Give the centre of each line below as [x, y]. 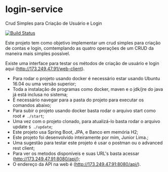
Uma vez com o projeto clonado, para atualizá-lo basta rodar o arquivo [86, 121]
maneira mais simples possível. [38, 53]
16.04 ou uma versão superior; [44, 84]
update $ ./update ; [33, 127]
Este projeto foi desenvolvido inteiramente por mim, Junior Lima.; [80, 137]
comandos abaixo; [32, 105]
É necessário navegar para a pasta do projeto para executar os [78, 100]
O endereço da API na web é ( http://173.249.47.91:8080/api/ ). [77, 164]
